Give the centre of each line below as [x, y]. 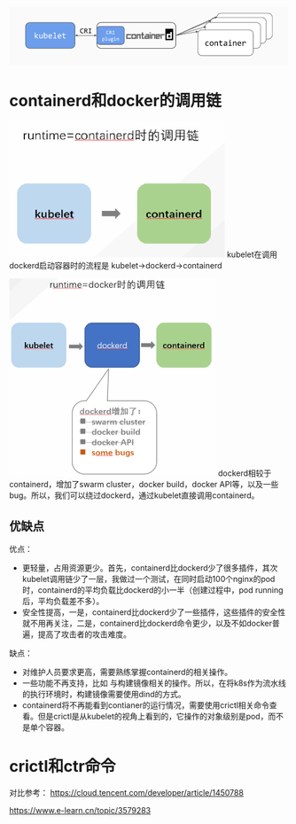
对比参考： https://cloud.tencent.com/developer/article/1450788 [126, 793]
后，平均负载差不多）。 [63, 602]
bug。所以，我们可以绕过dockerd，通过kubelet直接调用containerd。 [134, 495]
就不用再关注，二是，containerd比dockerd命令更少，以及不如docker [147, 624]
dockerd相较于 [245, 473]
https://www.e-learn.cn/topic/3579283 [80, 811]
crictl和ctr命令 [63, 767]
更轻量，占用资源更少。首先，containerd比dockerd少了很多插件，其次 [150, 568]
